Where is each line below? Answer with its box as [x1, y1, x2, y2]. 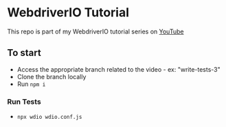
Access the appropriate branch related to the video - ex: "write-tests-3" [16, 65, 221, 73]
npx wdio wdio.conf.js [16, 114, 82, 121]
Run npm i [16, 80, 46, 88]
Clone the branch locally [16, 72, 87, 81]
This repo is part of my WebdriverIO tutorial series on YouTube [7, 27, 184, 36]
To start [7, 47, 41, 59]
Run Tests [7, 97, 41, 107]
